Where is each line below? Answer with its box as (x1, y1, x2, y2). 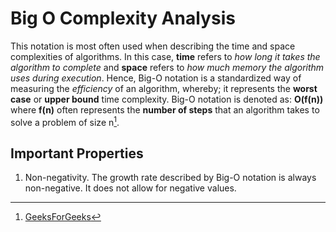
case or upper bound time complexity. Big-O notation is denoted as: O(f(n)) (10, 93, 324, 105)
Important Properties (10, 145, 144, 162)
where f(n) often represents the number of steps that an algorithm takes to (10, 103, 320, 116)
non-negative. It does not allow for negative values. (24, 182, 237, 194)
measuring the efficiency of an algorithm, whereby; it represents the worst (10, 82, 318, 94)
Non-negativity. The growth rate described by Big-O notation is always (24, 172, 317, 184)
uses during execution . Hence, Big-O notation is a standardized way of (10, 72, 302, 84)
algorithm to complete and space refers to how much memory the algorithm (10, 61, 325, 73)
